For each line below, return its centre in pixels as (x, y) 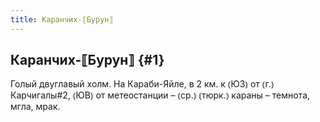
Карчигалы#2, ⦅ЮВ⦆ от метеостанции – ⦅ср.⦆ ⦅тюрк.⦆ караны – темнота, (160, 95)
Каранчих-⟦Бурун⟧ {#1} (87, 60)
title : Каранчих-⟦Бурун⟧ (62, 19)
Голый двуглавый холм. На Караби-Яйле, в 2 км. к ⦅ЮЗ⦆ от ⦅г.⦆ (142, 84)
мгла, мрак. (35, 107)
